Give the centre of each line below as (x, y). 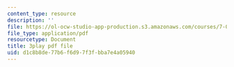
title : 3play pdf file (40, 46)
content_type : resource (42, 14)
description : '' (31, 20)
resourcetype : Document (42, 40)
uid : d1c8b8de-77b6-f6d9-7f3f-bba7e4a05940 (71, 53)
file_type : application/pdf (48, 33)
